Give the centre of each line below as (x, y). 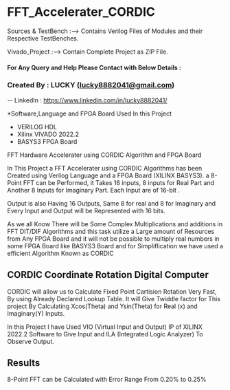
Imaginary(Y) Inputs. (36, 313)
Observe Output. (31, 341)
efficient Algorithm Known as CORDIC (61, 253)
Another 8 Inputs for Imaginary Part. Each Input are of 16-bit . (94, 190)
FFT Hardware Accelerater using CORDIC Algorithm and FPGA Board (104, 155)
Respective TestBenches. (43, 38)
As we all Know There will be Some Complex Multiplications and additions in (115, 224)
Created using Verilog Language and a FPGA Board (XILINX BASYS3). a (108, 175)
